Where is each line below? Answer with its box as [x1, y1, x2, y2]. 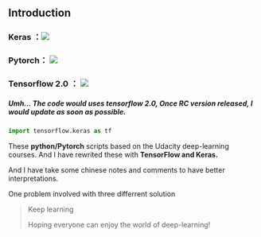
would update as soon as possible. [8, 107, 127, 116]
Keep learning [27, 204, 74, 214]
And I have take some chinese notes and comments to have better [8, 165, 225, 174]
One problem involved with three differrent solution [8, 189, 176, 198]
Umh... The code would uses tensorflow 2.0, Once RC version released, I [8, 99, 253, 108]
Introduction [8, 6, 72, 20]
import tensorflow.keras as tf [8, 127, 112, 135]
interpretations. [8, 174, 59, 183]
